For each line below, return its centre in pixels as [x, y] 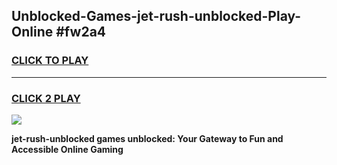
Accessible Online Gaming [67, 149]
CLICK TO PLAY [50, 61]
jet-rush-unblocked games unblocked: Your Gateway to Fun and [147, 138]
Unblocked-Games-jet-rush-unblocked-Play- [156, 16]
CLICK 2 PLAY [46, 98]
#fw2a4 [81, 32]
